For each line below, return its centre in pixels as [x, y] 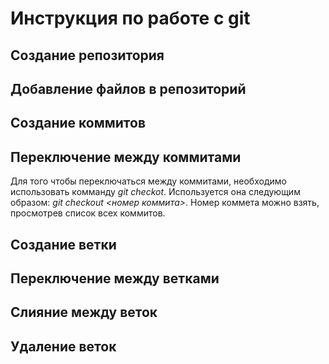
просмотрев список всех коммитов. [88, 213]
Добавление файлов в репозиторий [128, 88]
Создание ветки [63, 244]
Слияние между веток [84, 312]
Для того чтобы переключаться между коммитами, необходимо [148, 181]
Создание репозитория [87, 55]
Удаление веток [63, 346]
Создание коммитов [78, 123]
